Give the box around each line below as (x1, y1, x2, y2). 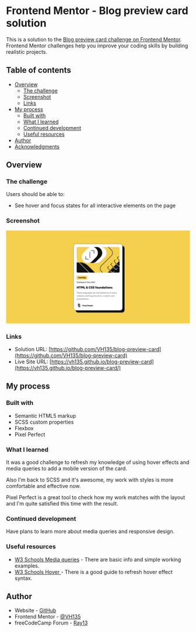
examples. (14, 562, 40, 569)
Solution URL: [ (14, 346, 51, 352)
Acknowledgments (14, 143, 60, 150)
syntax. (14, 575, 33, 582)
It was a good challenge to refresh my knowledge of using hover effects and (6, 458, 190, 466)
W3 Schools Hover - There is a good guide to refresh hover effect (14, 568, 173, 575)
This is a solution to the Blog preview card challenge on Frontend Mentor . (6, 36, 182, 43)
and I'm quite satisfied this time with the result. (6, 500, 118, 507)
